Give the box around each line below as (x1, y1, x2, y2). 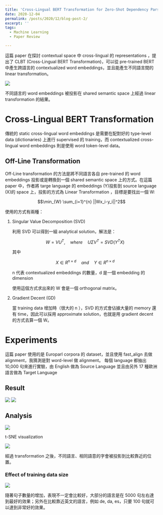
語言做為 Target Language (5, 369, 57, 375)
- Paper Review (9, 35, 40, 39)
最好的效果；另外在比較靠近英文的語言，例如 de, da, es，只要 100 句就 (9, 498, 150, 504)
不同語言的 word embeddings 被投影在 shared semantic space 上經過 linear (5, 90, 156, 96)
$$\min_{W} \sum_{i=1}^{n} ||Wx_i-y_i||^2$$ (37, 198, 126, 205)
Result (5, 384, 25, 392)
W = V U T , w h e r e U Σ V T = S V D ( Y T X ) (46, 238, 125, 245)
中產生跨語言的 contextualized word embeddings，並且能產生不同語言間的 (5, 64, 154, 71)
